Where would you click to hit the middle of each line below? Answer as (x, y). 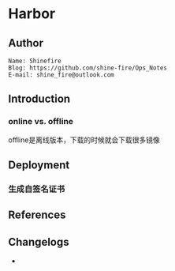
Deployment (39, 166)
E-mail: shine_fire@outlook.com (61, 75)
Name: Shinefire (35, 61)
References (37, 215)
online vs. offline (41, 122)
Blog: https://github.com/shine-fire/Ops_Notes (88, 68)
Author (26, 43)
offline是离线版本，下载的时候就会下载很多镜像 (84, 140)
